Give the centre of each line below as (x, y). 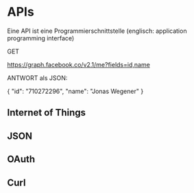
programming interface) (41, 38)
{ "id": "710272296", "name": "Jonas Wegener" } (75, 91)
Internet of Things (47, 113)
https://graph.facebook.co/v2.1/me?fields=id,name (79, 64)
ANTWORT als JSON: (37, 78)
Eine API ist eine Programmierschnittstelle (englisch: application (97, 31)
